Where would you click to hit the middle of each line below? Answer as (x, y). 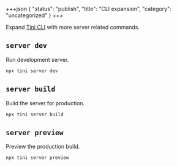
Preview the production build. (43, 147)
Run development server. (37, 59)
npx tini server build (35, 114)
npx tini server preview (37, 158)
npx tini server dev (32, 71)
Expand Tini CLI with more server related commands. (73, 27)
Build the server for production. (45, 103)
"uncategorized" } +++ (35, 15)
